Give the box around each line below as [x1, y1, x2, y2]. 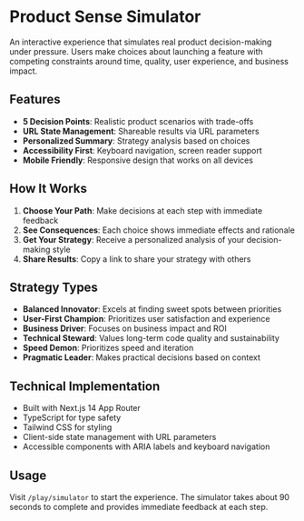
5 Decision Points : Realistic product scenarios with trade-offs [22, 115, 254, 126]
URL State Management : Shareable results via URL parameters [22, 125, 260, 136]
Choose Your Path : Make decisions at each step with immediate [22, 205, 263, 215]
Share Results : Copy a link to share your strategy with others [22, 253, 251, 265]
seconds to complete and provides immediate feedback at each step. [9, 502, 269, 512]
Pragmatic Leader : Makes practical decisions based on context [22, 352, 261, 363]
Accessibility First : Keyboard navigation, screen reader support [22, 145, 263, 155]
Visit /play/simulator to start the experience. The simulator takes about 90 [9, 492, 290, 502]
